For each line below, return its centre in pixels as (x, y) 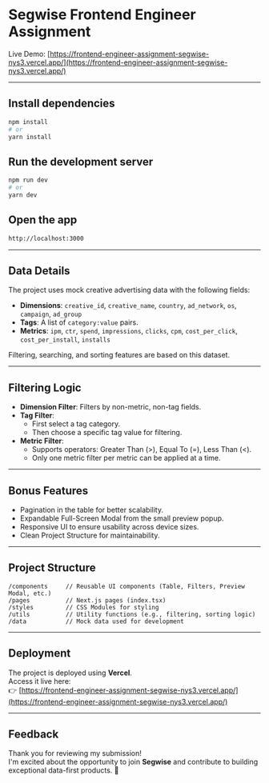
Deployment (40, 653)
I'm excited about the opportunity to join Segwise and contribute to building (133, 762)
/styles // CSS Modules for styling (84, 607)
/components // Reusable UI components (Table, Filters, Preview (127, 586)
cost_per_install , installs (65, 340)
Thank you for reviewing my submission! (75, 753)
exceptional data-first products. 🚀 (64, 770)
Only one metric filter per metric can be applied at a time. (126, 458)
